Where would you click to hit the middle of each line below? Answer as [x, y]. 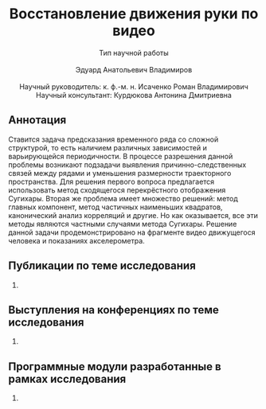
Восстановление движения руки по [134, 14]
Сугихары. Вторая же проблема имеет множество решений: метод [123, 198]
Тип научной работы [134, 53]
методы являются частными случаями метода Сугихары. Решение [123, 224]
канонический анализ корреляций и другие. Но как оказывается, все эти [133, 215]
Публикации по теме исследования [102, 266]
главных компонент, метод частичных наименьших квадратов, [115, 207]
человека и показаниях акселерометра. [76, 240]
